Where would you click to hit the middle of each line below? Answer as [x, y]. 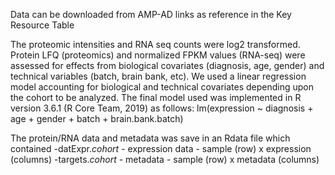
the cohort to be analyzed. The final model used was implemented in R [156, 97]
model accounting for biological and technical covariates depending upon [162, 87]
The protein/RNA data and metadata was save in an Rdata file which [150, 138]
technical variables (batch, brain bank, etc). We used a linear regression [158, 76]
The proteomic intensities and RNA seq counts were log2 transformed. [155, 44]
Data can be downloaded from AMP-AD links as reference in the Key [151, 14]
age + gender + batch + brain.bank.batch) [97, 118]
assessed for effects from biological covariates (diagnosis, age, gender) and [167, 65]
